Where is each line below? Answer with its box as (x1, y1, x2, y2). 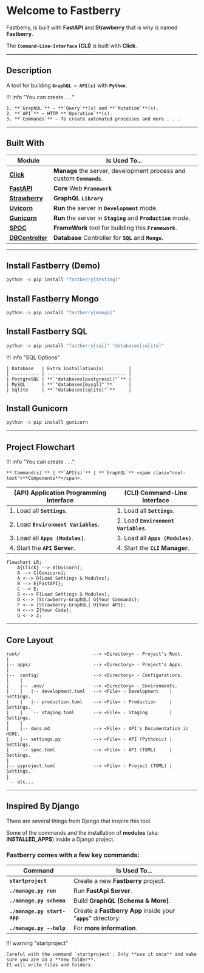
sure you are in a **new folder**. (6, 957, 97, 963)
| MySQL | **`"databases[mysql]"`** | (6, 381, 132, 387)
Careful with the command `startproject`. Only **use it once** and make (6, 951, 197, 958)
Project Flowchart (6, 442, 75, 452)
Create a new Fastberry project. (73, 877, 166, 885)
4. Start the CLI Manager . (117, 544, 189, 552)
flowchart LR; (6, 560, 42, 566)
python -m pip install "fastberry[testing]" (6, 276, 121, 283)
